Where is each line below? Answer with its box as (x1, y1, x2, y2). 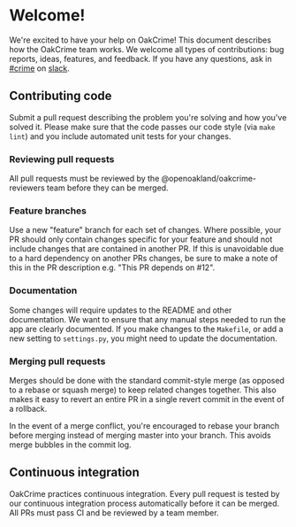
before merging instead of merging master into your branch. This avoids (9, 430, 271, 440)
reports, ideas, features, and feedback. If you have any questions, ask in (9, 53, 272, 64)
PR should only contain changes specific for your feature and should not (9, 234, 273, 244)
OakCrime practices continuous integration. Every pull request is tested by (9, 488, 280, 499)
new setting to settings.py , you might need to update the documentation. (9, 333, 277, 344)
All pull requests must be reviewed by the (9, 174, 160, 184)
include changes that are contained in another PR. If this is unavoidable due (9, 244, 285, 254)
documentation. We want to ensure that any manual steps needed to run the (9, 314, 286, 324)
